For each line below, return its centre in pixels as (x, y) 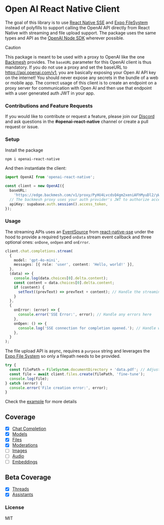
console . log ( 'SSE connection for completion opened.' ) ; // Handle (87, 328)
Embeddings (25, 462)
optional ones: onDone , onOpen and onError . (48, 242)
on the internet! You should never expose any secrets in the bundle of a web (82, 78)
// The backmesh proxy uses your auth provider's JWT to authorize (80, 199)
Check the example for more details (41, 402)
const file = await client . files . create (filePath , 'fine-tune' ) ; (77, 374)
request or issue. (22, 127)
